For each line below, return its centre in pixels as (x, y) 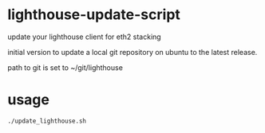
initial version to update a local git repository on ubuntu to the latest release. (132, 52)
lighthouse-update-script (94, 15)
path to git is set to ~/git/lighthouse (65, 67)
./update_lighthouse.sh (47, 121)
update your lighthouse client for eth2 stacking (84, 37)
